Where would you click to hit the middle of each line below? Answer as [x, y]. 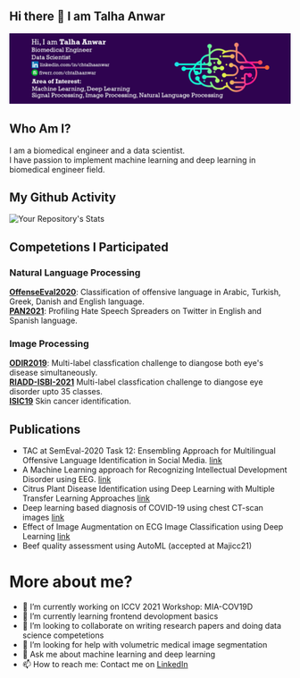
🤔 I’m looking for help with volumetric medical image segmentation [145, 645]
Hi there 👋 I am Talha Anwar [87, 17]
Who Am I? [40, 129]
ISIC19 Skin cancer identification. [70, 401]
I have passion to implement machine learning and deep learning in [133, 160]
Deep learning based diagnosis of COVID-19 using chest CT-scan [142, 508]
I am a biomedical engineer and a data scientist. [97, 150]
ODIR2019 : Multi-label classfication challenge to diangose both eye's [136, 363]
